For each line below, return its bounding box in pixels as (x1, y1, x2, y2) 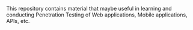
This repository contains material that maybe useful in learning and (6, 5, 173, 12)
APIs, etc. (6, 18, 30, 24)
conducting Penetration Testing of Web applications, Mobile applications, (6, 11, 188, 18)
